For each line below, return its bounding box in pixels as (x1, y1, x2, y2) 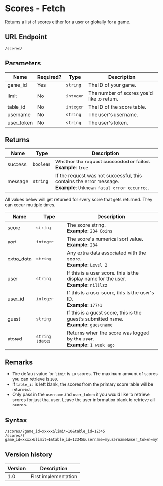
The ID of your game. (88, 81, 137, 88)
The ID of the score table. (88, 103, 147, 110)
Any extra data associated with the (67, 249, 146, 256)
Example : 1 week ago (67, 341, 115, 348)
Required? (37, 73, 62, 80)
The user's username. (88, 111, 138, 118)
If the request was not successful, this (55, 172, 142, 179)
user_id (7, 295, 24, 302)
